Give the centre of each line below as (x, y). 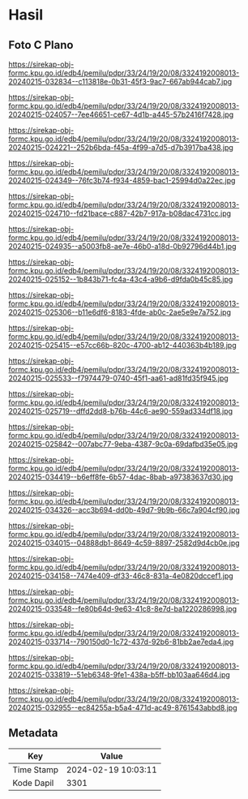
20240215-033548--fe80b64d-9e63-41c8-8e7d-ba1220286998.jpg (123, 609)
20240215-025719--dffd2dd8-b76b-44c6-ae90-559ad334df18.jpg (121, 411)
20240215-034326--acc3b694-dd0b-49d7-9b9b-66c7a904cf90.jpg (124, 510)
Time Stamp (36, 770)
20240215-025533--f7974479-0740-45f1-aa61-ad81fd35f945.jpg (118, 378)
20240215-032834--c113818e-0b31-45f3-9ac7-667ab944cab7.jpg (120, 82)
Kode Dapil (33, 783)
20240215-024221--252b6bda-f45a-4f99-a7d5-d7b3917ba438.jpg (121, 147)
